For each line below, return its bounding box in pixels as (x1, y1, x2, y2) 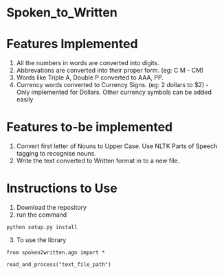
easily (16, 95, 34, 104)
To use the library (16, 236, 67, 244)
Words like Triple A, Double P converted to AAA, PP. (16, 73, 164, 82)
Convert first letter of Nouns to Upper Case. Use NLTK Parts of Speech (16, 142, 218, 150)
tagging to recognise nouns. (16, 150, 97, 158)
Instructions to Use (6, 180, 117, 196)
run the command (16, 211, 67, 219)
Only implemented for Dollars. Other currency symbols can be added (16, 88, 212, 97)
